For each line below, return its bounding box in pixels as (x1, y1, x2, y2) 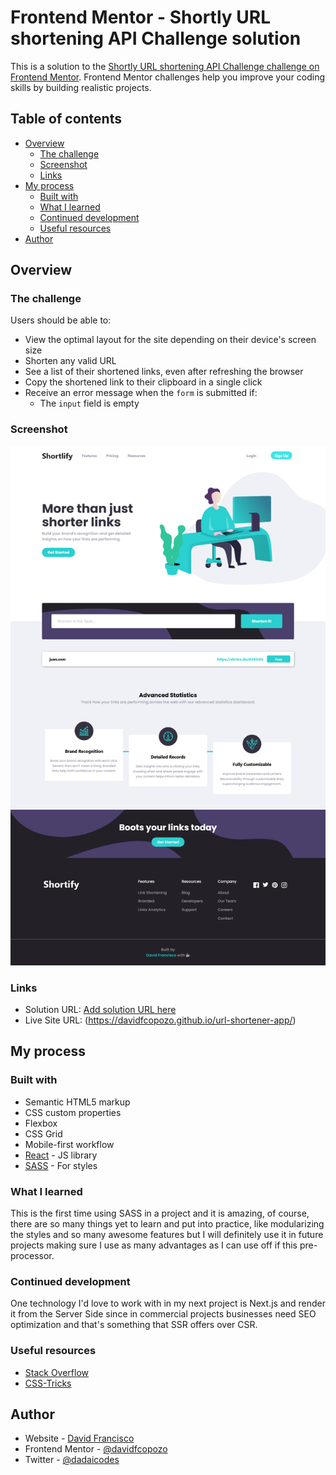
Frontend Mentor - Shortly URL (10, 6, 271, 29)
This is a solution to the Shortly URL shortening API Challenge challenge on (10, 60, 320, 72)
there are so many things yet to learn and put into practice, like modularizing (10, 1218, 325, 1230)
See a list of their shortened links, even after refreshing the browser (24, 366, 304, 378)
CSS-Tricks (24, 1377, 72, 1389)
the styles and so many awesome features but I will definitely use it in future (10, 1229, 324, 1241)
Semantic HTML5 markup (24, 1096, 131, 1108)
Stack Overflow (24, 1366, 90, 1378)
